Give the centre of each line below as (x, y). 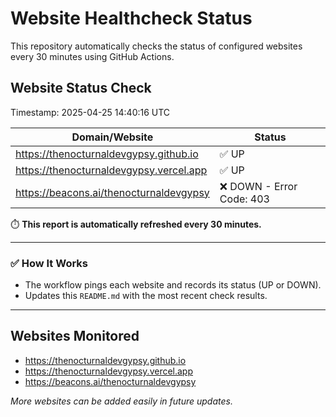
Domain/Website (112, 137)
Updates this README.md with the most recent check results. (146, 296)
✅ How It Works (49, 263)
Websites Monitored (75, 336)
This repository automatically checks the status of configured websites (156, 46)
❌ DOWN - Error (258, 186)
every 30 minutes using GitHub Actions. (92, 56)
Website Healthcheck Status (131, 18)
